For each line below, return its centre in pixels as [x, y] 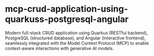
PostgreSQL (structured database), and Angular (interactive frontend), [76, 38]
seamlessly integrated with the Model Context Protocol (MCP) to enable [77, 43]
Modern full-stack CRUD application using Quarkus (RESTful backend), [77, 33]
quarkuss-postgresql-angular [67, 19]
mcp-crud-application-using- [67, 9]
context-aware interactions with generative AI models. [59, 48]
